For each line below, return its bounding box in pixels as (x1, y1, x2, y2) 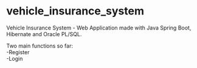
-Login (6, 55, 23, 62)
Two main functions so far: (6, 42, 73, 49)
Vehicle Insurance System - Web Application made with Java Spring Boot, (6, 24, 192, 31)
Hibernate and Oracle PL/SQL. (6, 30, 82, 37)
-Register (6, 48, 30, 55)
